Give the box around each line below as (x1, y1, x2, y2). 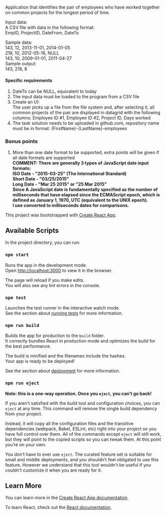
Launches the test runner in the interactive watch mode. (5, 305, 121, 311)
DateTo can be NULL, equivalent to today (12, 88, 97, 94)
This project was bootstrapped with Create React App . (5, 212, 117, 218)
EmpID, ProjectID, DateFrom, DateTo (5, 30, 79, 35)
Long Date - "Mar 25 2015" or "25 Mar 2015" (12, 181, 107, 187)
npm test (5, 295, 26, 301)
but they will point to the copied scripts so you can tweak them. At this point (5, 436, 161, 442)
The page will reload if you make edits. (5, 277, 85, 283)
